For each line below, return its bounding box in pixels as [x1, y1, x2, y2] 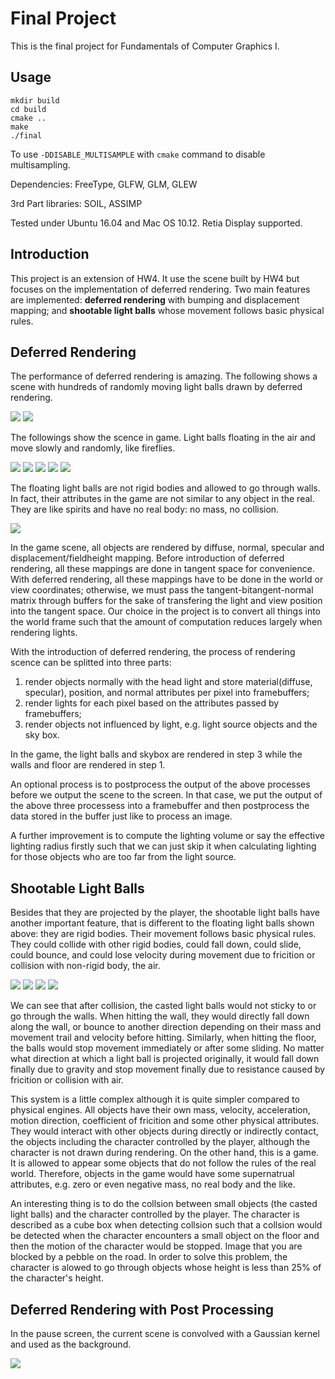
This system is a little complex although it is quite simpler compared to [10, 1093, 300, 1106]
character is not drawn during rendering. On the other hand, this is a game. [10, 1147, 320, 1159]
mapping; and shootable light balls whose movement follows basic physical [10, 304, 325, 316]
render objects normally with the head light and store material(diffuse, [24, 676, 313, 688]
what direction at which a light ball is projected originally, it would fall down [10, 1053, 320, 1065]
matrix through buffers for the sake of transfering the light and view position [10, 595, 323, 607]
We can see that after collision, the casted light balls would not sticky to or [10, 1000, 317, 1012]
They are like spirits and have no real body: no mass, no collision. [10, 503, 280, 516]
